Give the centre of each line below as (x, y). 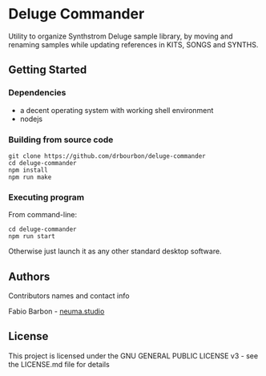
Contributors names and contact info (69, 296)
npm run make (30, 177)
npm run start (32, 237)
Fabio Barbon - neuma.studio (56, 311)
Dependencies (37, 93)
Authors (29, 276)
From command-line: (43, 215)
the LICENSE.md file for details (59, 364)
